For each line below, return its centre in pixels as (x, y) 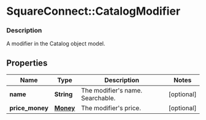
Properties (27, 63)
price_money (29, 108)
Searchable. (98, 98)
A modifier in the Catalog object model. (56, 43)
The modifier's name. (112, 91)
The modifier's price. (111, 108)
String (63, 94)
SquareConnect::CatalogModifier (93, 11)
